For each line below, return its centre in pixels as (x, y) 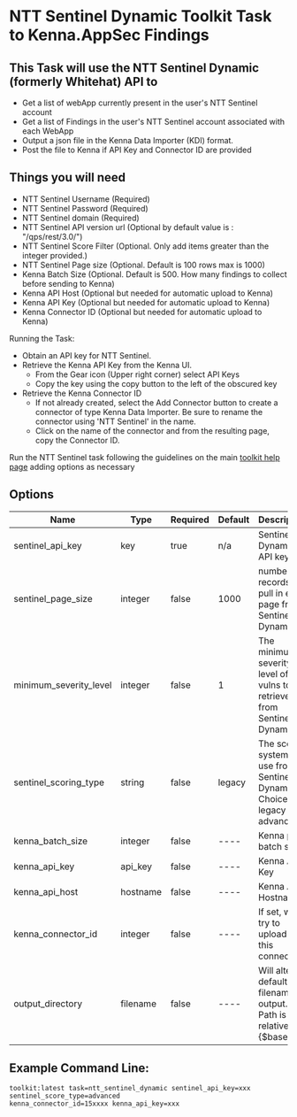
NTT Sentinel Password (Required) (85, 208)
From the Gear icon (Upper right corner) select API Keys (137, 374)
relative (273, 1026)
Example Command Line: (80, 1068)
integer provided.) (55, 255)
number (274, 571)
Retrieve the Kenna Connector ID (82, 393)
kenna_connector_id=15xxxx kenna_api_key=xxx (94, 1104)
